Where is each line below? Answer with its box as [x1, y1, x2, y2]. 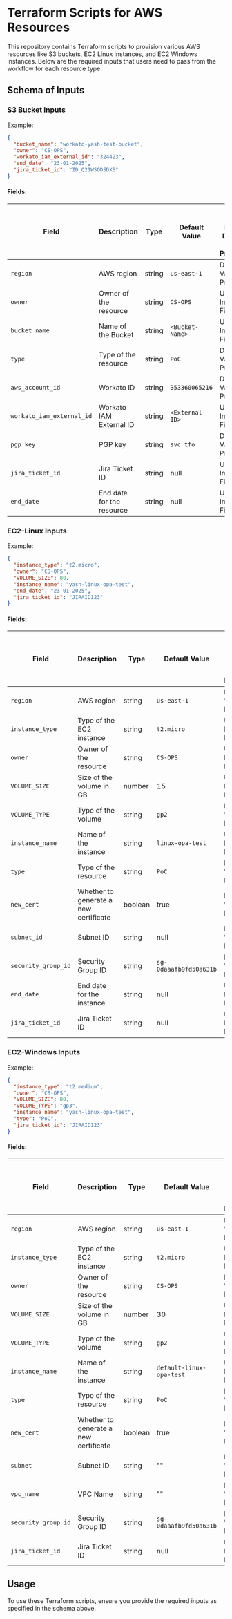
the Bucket [99, 330, 134, 339]
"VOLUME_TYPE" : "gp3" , [13, 1102, 79, 1110]
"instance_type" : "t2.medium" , [13, 1083, 104, 1090]
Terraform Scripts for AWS [7, 5, 163, 21]
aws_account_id [10, 384, 61, 391]
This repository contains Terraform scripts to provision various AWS [7, 42, 200, 50]
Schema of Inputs [7, 84, 85, 96]
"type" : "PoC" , [13, 1115, 57, 1122]
